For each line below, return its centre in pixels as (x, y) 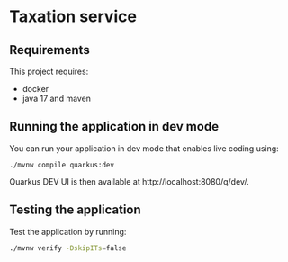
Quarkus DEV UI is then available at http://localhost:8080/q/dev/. (129, 181)
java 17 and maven (57, 98)
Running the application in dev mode (114, 126)
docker (36, 89)
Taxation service (73, 17)
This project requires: (49, 71)
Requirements (49, 50)
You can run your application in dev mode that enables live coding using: (144, 148)
